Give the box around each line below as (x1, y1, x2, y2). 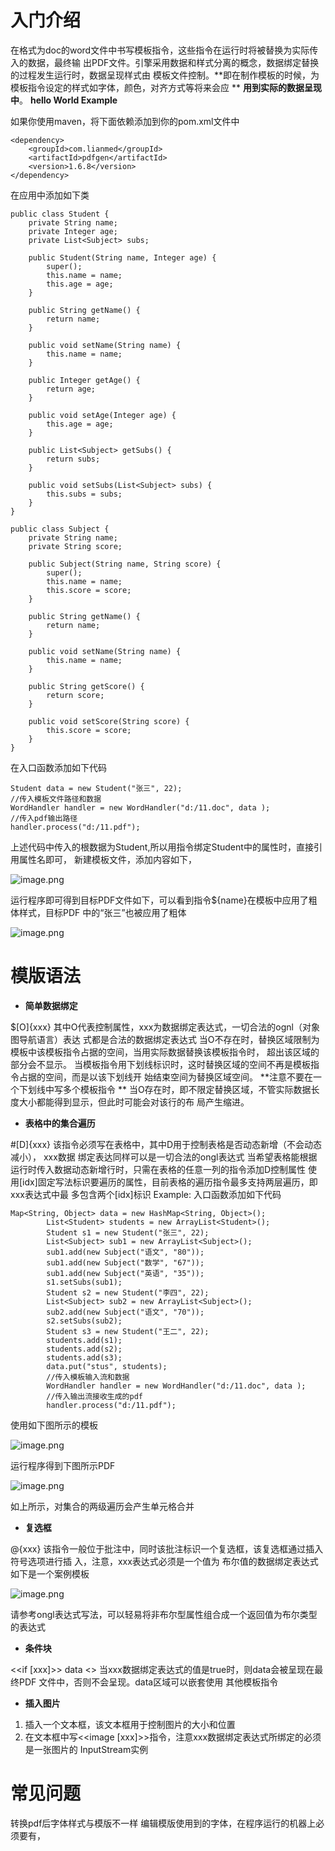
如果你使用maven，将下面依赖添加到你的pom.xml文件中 (10, 115, 240, 127)
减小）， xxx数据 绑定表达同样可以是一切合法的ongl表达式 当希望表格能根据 (10, 1151, 318, 1163)
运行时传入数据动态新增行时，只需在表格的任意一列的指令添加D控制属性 (10, 1163, 307, 1175)
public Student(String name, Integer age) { (28, 252, 217, 263)
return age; (46, 384, 97, 394)
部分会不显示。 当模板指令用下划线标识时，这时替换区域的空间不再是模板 (10, 1058, 311, 1070)
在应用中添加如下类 (10, 189, 90, 201)
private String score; (28, 541, 123, 551)
